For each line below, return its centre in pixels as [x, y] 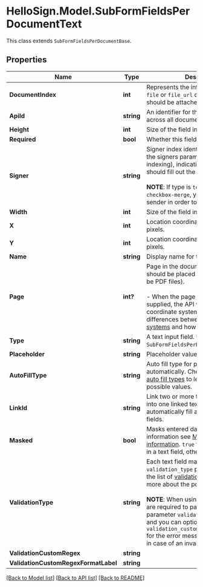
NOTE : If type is [169, 187]
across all [160, 119]
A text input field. [170, 336]
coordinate [161, 312]
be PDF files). [165, 281]
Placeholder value [172, 354]
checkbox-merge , [169, 194]
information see [169, 436]
